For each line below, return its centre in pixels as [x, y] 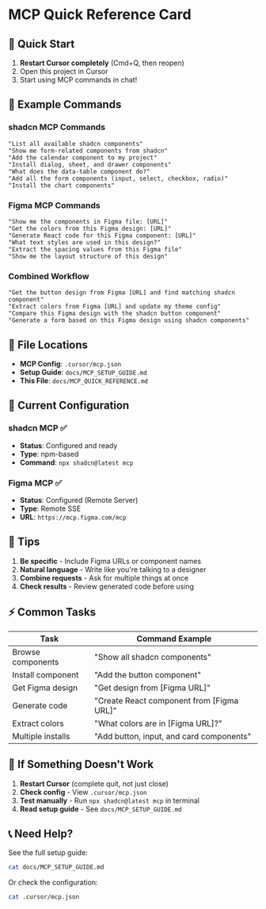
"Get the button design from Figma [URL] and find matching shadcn [122, 293]
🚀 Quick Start [42, 44]
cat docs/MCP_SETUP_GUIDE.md [56, 867]
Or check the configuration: [53, 883]
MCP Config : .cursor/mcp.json [70, 364]
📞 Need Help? [41, 833]
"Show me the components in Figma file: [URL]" [88, 221]
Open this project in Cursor [64, 71]
